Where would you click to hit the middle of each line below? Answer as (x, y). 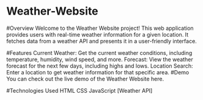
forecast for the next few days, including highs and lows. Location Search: (100, 66)
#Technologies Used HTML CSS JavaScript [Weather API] (79, 90)
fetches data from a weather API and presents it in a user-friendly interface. (102, 41)
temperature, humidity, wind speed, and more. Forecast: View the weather (100, 59)
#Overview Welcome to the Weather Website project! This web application (100, 28)
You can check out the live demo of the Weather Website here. (85, 79)
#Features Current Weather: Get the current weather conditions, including (99, 52)
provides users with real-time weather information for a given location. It (98, 34)
